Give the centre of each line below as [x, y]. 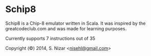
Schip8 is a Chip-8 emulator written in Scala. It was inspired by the [75, 23]
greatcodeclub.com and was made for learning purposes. [66, 28]
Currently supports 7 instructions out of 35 [50, 38]
